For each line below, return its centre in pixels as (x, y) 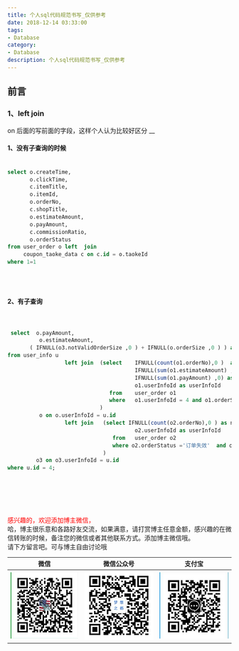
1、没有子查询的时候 (37, 148)
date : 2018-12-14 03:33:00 (47, 22)
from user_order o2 (144, 438)
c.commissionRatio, (58, 232)
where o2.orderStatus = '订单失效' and (169, 445)
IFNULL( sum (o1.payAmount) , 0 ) (179, 378)
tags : (15, 30)
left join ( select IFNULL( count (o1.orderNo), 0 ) (144, 363)
